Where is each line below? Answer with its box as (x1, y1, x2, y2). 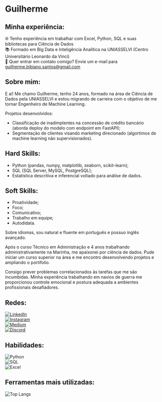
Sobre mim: (5, 78, 41, 86)
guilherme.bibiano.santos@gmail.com (5, 64, 81, 69)
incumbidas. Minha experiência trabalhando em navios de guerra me (5, 274, 142, 280)
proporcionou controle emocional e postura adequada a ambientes (5, 279, 139, 285)
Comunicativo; (12, 210, 41, 216)
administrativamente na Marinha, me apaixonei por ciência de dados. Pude (5, 249, 154, 255)
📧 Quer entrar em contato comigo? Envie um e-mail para (5, 59, 118, 64)
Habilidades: (5, 341, 45, 349)
